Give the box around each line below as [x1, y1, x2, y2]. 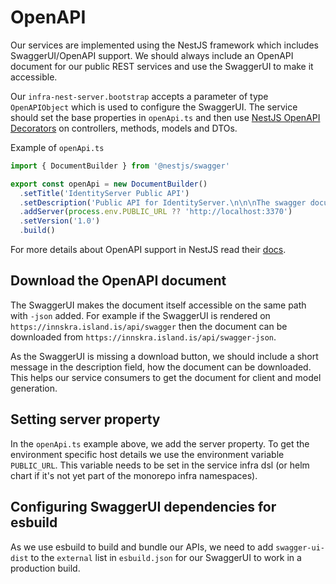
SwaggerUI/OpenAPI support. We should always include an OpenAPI [10, 49, 294, 61]
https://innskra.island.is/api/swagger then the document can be [10, 320, 288, 332]
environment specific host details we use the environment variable [10, 448, 285, 460]
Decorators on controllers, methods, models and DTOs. [10, 122, 238, 134]
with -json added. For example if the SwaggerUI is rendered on [10, 309, 271, 321]
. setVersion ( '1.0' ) [19, 216, 101, 226]
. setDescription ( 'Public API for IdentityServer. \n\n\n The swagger [19, 197, 307, 208]
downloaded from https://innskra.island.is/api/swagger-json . [10, 331, 277, 343]
